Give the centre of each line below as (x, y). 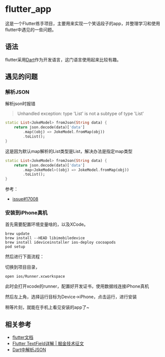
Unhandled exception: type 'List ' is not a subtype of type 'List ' (81, 114)
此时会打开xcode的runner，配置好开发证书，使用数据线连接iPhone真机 (77, 286)
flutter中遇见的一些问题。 (31, 29)
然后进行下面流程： (25, 256)
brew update (17, 234)
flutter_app (28, 9)
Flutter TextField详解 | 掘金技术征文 (48, 344)
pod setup (15, 247)
